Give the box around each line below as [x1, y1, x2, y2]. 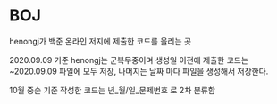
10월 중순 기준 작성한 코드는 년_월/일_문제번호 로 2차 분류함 [9, 84, 216, 95]
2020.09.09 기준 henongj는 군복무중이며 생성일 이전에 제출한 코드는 [9, 54, 248, 65]
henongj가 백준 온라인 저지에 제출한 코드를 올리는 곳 [9, 36, 192, 46]
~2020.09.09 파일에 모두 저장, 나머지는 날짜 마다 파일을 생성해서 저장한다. [9, 66, 269, 76]
